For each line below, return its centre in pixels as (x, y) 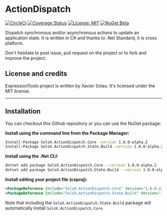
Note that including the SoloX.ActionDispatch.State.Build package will (78, 203)
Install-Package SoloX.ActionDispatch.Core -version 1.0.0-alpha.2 (77, 142)
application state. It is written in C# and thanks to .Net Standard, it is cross (81, 38)
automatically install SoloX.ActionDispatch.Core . (55, 208)
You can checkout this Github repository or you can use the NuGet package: (83, 123)
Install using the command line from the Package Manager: (67, 133)
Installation (23, 111)
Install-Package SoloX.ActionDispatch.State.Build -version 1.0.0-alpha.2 (84, 147)
